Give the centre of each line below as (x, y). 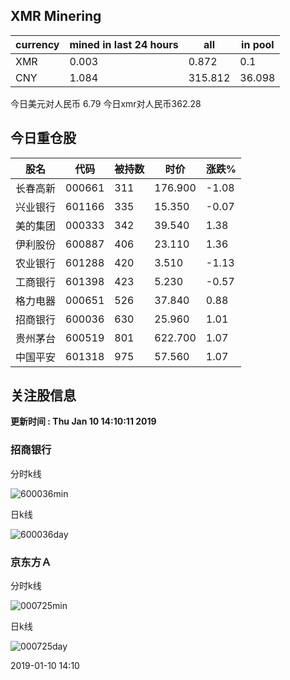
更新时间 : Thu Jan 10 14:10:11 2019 (83, 421)
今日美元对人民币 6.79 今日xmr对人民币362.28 (106, 103)
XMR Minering (56, 16)
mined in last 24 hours (124, 44)
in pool (258, 44)
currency (37, 44)
